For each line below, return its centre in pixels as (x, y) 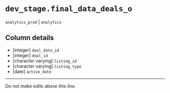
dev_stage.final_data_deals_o (69, 9)
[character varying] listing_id (45, 61)
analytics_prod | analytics (33, 22)
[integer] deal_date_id (36, 50)
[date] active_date (32, 71)
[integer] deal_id (30, 55)
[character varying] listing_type (47, 66)
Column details (30, 38)
